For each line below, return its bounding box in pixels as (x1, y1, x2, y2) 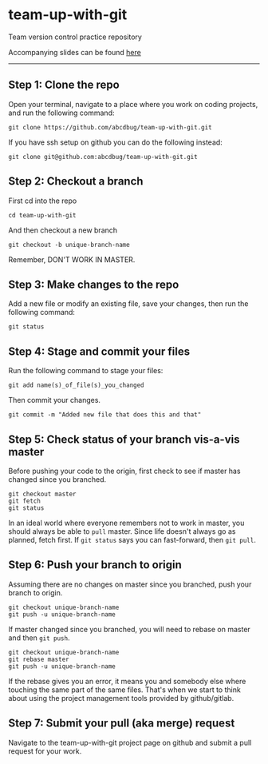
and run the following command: (8, 108, 115, 117)
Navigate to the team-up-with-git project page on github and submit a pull (8, 738, 252, 747)
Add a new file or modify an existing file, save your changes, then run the (8, 299, 249, 308)
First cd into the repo (8, 196, 77, 205)
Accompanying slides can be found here (8, 47, 141, 57)
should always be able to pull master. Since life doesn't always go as (8, 527, 236, 536)
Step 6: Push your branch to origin (8, 558, 182, 572)
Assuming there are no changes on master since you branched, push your (8, 579, 252, 589)
